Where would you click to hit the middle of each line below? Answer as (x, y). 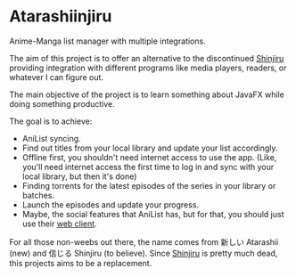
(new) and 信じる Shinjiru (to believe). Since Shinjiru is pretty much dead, (144, 253)
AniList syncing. (52, 138)
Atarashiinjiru (61, 16)
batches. (38, 195)
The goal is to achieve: (51, 121)
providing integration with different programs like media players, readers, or (148, 68)
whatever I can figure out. (57, 77)
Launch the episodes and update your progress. (110, 204)
